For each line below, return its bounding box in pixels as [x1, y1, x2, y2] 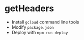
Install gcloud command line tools [11, 19, 80, 25]
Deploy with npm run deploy [11, 29, 68, 35]
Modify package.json [11, 24, 54, 30]
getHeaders [4, 3, 55, 14]
